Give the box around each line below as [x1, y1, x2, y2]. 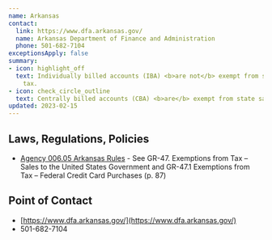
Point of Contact [8, 194, 93, 208]
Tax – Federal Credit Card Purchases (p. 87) [19, 171, 167, 180]
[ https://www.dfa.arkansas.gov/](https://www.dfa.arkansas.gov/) [19, 215, 237, 225]
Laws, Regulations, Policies [8, 132, 150, 145]
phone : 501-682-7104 [15, 42, 85, 50]
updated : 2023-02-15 [8, 102, 79, 110]
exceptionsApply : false [8, 49, 89, 57]
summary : [8, 57, 38, 65]
